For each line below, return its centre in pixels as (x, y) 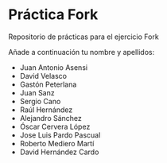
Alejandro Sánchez (50, 118)
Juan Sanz (37, 92)
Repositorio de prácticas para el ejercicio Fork (83, 37)
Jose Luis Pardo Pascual (60, 135)
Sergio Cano (40, 101)
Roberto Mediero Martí (57, 143)
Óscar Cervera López (55, 126)
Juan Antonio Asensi (54, 67)
